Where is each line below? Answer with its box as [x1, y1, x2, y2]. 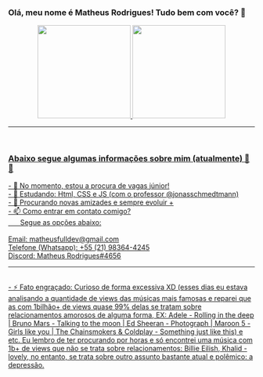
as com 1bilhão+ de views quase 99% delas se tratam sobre [8, 302, 202, 311]
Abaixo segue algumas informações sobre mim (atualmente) [8, 153, 243, 164]
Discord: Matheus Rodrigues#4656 [8, 251, 121, 260]
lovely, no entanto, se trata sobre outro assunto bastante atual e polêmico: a [8, 352, 254, 361]
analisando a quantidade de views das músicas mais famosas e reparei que [8, 293, 252, 303]
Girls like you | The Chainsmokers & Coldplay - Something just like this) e [8, 327, 243, 336]
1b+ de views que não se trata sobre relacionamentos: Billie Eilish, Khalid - [8, 343, 248, 353]
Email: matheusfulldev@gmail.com [8, 234, 120, 244]
